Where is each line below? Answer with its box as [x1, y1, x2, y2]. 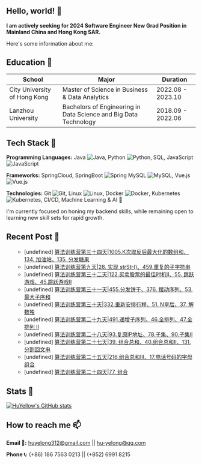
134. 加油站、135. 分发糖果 [23, 256, 90, 263]
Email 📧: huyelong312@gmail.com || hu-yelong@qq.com [6, 439, 146, 446]
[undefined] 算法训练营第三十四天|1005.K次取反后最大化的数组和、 [23, 249, 189, 256]
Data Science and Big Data [62, 110, 138, 118]
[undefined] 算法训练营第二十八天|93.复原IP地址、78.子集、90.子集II [23, 331, 193, 338]
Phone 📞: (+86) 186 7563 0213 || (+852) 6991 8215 [6, 451, 131, 458]
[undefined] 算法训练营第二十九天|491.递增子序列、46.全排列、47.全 [23, 316, 193, 323]
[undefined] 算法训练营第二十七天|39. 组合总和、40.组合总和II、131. [23, 339, 191, 346]
